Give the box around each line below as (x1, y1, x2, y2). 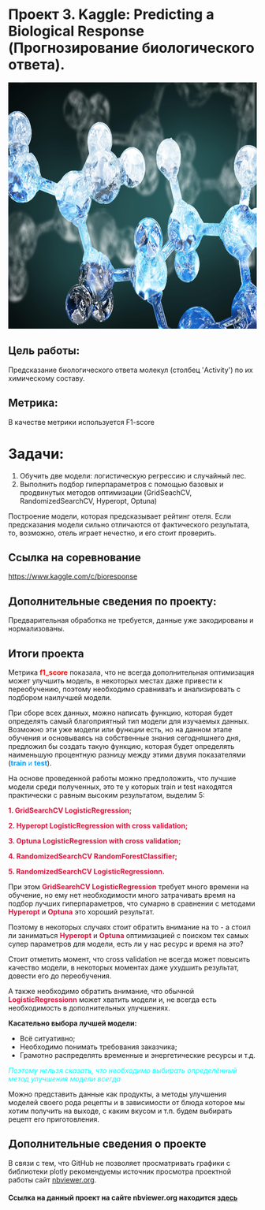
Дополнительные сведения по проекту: (8, 594, 217, 608)
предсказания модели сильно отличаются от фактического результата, (8, 519, 250, 529)
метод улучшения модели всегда (8, 1074, 121, 1083)
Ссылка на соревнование (8, 550, 142, 564)
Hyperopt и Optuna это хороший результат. (8, 907, 155, 916)
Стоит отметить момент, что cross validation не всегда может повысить (8, 954, 251, 963)
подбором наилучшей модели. (8, 692, 112, 702)
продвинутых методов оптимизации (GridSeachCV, (19, 487, 192, 497)
